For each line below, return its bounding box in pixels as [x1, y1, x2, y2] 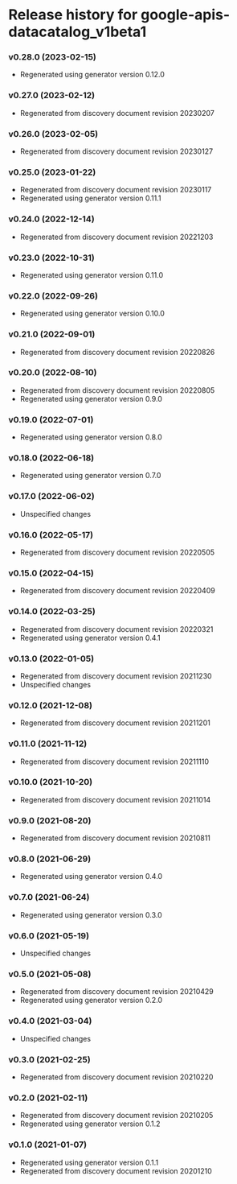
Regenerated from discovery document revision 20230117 [19, 185, 212, 195]
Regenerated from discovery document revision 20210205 [19, 1111, 214, 1120]
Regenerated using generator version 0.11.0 [19, 270, 164, 279]
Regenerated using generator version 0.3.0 [19, 910, 162, 919]
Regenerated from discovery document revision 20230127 [19, 146, 214, 156]
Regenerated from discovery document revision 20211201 [19, 718, 210, 728]
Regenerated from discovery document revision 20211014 [19, 794, 211, 804]
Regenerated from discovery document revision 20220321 [19, 624, 214, 633]
